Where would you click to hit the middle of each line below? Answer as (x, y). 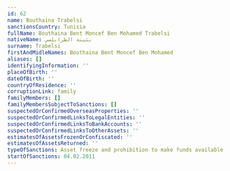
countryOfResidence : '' (42, 85)
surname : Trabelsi (34, 46)
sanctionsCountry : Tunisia (46, 27)
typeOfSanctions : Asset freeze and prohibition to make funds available (115, 150)
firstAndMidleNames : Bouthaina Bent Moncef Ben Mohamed (90, 53)
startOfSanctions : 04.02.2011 (51, 157)
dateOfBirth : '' (31, 79)
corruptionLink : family (42, 91)
